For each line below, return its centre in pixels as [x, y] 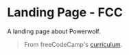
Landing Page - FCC [65, 13]
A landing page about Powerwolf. [54, 31]
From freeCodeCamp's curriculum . [73, 44]
